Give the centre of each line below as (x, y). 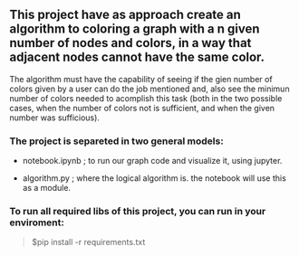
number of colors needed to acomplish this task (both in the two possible (146, 98)
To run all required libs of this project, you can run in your (138, 212)
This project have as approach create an (125, 15)
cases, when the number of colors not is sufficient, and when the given (142, 108)
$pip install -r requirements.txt (88, 242)
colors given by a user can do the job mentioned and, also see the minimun (149, 89)
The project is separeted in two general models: (116, 141)
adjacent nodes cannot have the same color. (137, 57)
